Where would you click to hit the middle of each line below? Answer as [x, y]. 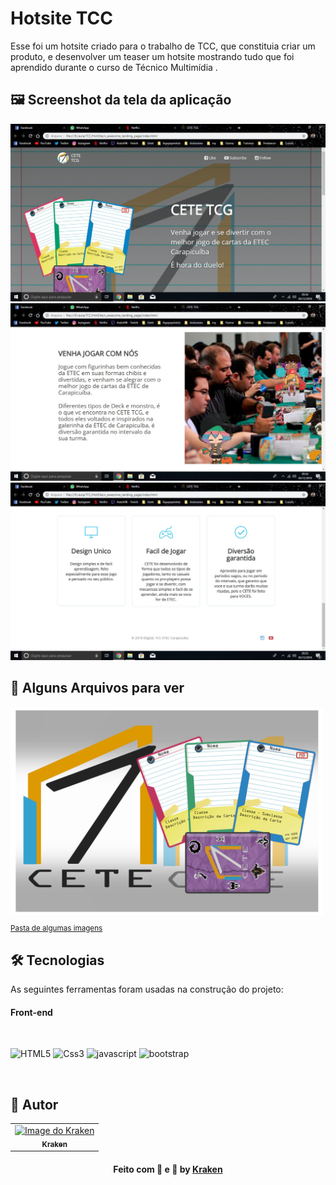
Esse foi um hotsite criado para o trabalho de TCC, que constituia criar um [163, 46]
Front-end [31, 1012]
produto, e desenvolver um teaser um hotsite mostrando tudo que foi [152, 56]
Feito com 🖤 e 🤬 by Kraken [168, 1169]
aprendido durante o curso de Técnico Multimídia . [114, 67]
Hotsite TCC [61, 18]
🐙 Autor [34, 1104]
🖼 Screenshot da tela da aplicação [121, 100]
